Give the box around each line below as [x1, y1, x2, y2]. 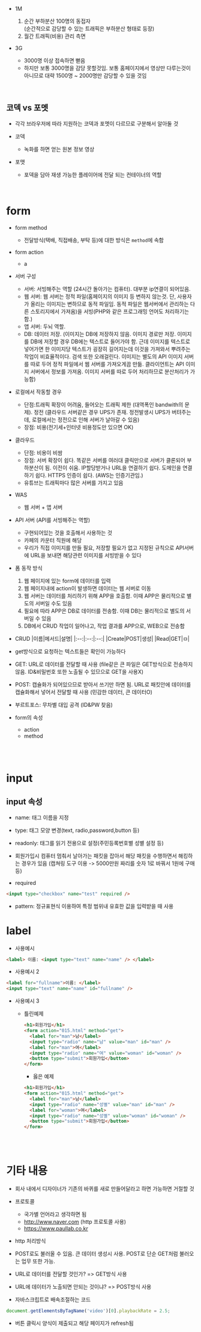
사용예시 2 [14, 968, 40, 976]
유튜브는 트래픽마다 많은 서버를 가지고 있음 [23, 479, 124, 486]
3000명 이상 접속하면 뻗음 [23, 57, 86, 64]
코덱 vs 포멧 [6, 103, 49, 113]
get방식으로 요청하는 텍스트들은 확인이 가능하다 [14, 647, 126, 655]
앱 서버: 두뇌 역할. [23, 323, 66, 330]
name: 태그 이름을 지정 [14, 814, 69, 821]
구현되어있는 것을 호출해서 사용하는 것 [23, 529, 113, 536]
